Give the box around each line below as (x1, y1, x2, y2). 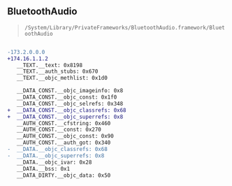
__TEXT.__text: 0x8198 (16, 62, 82, 69)
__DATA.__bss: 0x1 (16, 165, 71, 172)
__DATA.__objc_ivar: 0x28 (16, 159, 92, 166)
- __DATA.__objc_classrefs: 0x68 (7, 146, 108, 153)
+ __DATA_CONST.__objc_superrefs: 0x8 (7, 113, 124, 120)
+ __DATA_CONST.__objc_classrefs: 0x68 (7, 106, 127, 114)
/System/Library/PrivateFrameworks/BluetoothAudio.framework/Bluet (24, 24, 225, 31)
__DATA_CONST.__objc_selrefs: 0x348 (16, 100, 124, 107)
